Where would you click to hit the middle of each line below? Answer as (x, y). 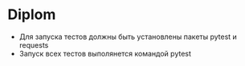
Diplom (32, 15)
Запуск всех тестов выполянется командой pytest (105, 53)
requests (34, 45)
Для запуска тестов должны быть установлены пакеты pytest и (128, 37)
